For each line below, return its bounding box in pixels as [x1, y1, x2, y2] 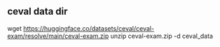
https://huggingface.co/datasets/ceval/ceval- [23, 24, 155, 32]
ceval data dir [7, 6, 68, 18]
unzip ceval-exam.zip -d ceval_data [110, 32, 214, 40]
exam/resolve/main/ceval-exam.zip [7, 32, 109, 40]
